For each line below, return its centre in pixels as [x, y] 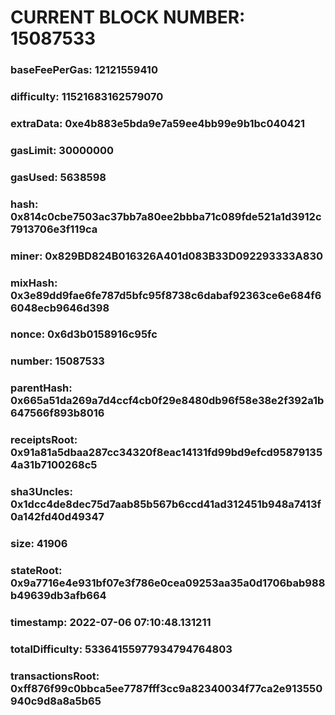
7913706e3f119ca [54, 229]
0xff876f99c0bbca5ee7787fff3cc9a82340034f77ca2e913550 [166, 688]
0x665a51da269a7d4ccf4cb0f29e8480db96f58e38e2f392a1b [167, 401]
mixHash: [34, 283]
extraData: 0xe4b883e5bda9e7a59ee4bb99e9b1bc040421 [158, 123]
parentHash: [41, 388]
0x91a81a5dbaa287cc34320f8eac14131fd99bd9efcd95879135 [166, 453]
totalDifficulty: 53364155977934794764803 [121, 649]
